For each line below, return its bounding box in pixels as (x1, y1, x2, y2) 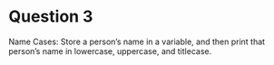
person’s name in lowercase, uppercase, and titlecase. (8, 45, 212, 56)
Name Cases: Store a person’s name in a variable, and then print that (8, 36, 265, 47)
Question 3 (8, 6, 93, 27)
